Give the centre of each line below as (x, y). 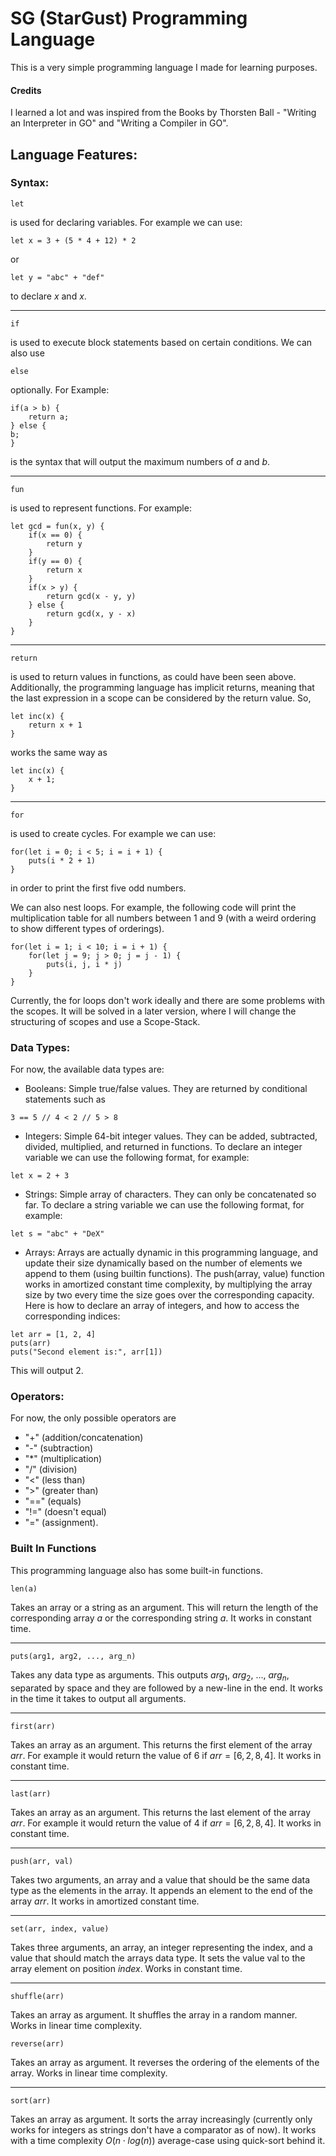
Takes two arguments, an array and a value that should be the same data (160, 1879)
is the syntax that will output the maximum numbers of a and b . (140, 461)
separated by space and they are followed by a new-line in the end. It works (167, 1688)
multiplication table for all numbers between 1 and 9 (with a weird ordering (163, 918)
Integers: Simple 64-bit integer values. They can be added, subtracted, (171, 1136)
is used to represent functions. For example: (101, 508)
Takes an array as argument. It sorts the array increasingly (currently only (161, 2119)
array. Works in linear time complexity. (89, 2073)
